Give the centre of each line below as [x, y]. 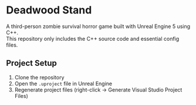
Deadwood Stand [49, 10]
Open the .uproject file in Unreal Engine [63, 83]
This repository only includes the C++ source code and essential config [93, 38]
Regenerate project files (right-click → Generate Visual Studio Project [98, 90]
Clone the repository [39, 77]
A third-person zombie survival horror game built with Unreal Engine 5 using [98, 26]
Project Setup [32, 63]
